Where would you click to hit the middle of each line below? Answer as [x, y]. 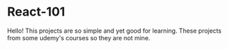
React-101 [36, 12]
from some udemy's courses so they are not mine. [79, 37]
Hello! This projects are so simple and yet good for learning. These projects [114, 31]
